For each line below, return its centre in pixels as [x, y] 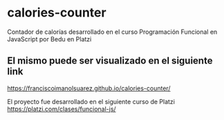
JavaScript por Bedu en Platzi [49, 39]
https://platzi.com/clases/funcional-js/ [62, 109]
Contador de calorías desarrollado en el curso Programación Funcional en [112, 32]
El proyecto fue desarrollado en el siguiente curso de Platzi [91, 101]
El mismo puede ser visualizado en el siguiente [110, 61]
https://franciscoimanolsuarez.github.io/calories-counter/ [89, 88]
